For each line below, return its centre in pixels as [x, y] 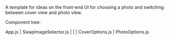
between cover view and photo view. [44, 12]
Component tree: [23, 22]
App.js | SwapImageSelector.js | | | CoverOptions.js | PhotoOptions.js [77, 32]
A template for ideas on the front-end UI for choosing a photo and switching [84, 7]
